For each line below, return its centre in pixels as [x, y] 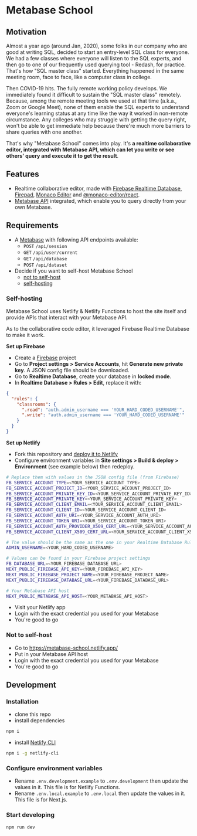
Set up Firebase [26, 346]
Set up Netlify [23, 443]
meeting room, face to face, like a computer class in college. [79, 77]
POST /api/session [45, 246]
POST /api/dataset [45, 265]
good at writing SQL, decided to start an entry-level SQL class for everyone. [98, 52]
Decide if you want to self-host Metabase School [74, 271]
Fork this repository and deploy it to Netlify [66, 454]
